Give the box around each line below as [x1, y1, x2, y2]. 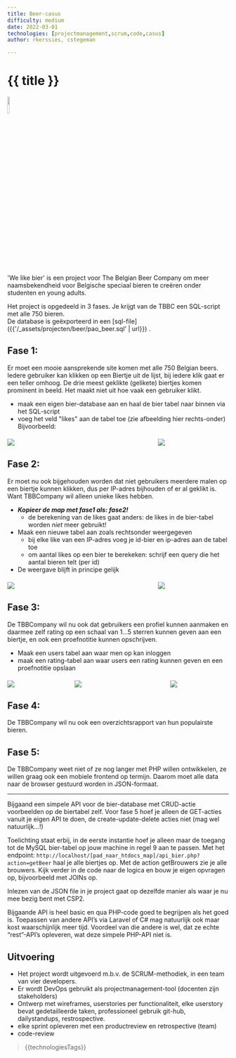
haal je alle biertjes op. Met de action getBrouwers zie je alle [53, 858, 227, 867]
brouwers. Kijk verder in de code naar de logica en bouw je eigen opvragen [7, 866, 225, 875]
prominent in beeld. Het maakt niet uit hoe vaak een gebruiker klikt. [7, 386, 202, 394]
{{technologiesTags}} [24, 1043, 86, 1051]
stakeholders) [17, 992, 58, 1000]
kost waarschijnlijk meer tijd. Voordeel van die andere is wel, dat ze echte [7, 923, 220, 931]
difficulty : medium [7, 17, 65, 24]
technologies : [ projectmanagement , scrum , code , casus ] [7, 30, 165, 37]
